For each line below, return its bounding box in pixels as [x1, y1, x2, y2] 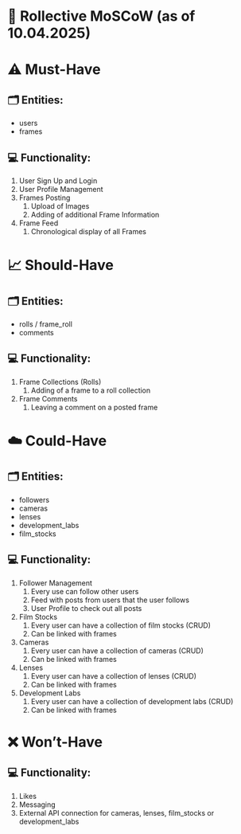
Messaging [18, 800, 56, 809]
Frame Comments [18, 394, 78, 403]
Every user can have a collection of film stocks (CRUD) [30, 621, 212, 630]
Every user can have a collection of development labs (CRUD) [30, 696, 234, 706]
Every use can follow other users [30, 586, 139, 596]
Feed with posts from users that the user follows [30, 595, 190, 605]
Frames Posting [18, 193, 71, 202]
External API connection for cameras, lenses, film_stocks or [18, 808, 215, 817]
